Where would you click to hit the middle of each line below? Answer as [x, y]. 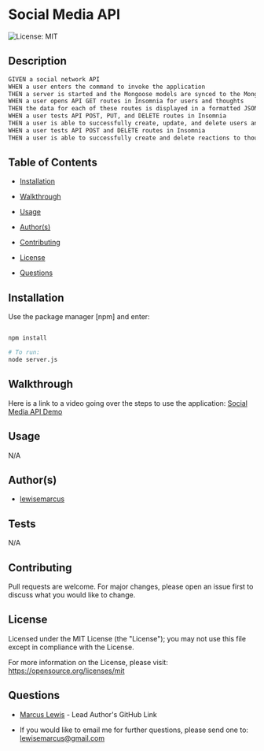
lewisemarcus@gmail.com [62, 738]
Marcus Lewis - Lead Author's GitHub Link [88, 714]
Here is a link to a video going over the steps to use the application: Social [128, 403]
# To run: [24, 352]
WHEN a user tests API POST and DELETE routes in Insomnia [107, 130]
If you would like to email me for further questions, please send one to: [134, 730]
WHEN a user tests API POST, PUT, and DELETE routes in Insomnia [117, 116]
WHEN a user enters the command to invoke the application [107, 87]
